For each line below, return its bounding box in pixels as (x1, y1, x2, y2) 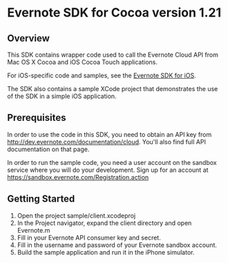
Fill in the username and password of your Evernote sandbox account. (17, 240, 218, 249)
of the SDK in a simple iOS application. (7, 92, 117, 100)
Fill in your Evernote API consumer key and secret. (17, 233, 161, 242)
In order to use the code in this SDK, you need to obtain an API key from (7, 130, 212, 139)
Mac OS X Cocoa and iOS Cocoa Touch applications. (7, 58, 158, 66)
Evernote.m (17, 226, 50, 234)
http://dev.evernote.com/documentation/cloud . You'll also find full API (7, 137, 206, 146)
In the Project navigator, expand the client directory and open (17, 219, 192, 227)
